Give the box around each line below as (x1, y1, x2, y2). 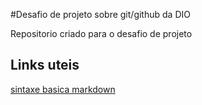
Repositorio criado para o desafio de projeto (10, 28, 193, 39)
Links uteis (10, 57, 80, 74)
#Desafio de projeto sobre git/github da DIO (10, 9, 191, 20)
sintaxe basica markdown (10, 83, 116, 95)
